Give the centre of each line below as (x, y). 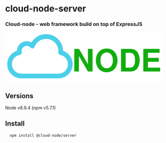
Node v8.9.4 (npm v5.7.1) (31, 108)
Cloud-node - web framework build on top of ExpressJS (74, 24)
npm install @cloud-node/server (43, 136)
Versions (19, 96)
